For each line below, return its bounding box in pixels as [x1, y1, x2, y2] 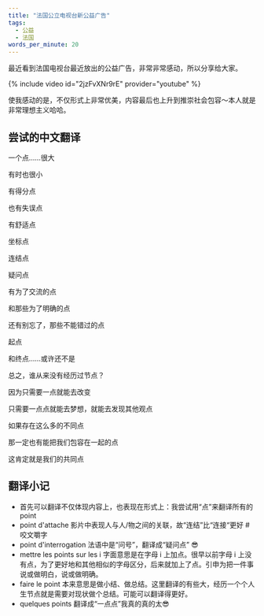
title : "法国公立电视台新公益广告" [8, 11, 111, 20]
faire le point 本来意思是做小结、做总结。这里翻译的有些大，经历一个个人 [19, 579, 255, 588]
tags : [8, 19, 26, 27]
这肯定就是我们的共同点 [8, 454, 84, 463]
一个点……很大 [8, 153, 55, 162]
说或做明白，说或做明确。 [19, 569, 103, 579]
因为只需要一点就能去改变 [8, 387, 91, 396]
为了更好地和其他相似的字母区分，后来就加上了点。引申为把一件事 [40, 559, 254, 569]
